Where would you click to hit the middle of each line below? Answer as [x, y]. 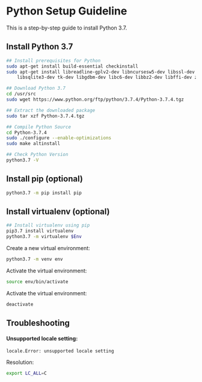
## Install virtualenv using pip [48, 225]
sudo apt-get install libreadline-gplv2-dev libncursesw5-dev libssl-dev [101, 72]
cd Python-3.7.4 [26, 133]
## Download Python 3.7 [36, 89]
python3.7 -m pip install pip [44, 193]
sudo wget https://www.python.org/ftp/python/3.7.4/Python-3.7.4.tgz [95, 99]
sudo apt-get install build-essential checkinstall [72, 66]
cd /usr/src [21, 94]
